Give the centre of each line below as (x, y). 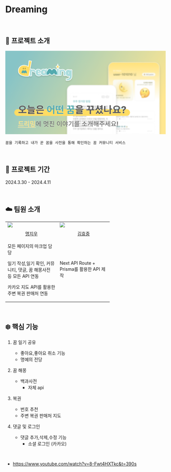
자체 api (36, 388)
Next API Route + (78, 263)
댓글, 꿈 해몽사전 (34, 270)
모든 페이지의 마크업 (27, 246)
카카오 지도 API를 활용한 (31, 287)
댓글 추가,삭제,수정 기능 (44, 437)
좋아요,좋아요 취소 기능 (43, 353)
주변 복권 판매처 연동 (28, 293)
